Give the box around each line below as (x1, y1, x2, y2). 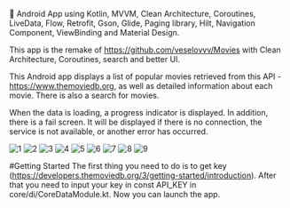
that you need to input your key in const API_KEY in (9, 180, 197, 190)
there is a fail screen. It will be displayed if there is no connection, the (9, 116, 263, 127)
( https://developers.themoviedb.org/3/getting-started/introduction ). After (9, 170, 277, 180)
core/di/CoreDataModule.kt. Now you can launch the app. (9, 189, 221, 199)
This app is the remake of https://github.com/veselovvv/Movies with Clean (9, 44, 281, 55)
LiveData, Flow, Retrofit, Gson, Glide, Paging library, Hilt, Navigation (9, 18, 255, 28)
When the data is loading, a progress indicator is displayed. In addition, (9, 108, 269, 117)
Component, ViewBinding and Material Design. (9, 28, 180, 37)
